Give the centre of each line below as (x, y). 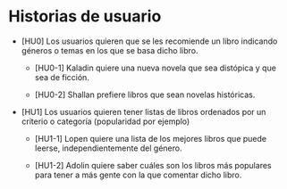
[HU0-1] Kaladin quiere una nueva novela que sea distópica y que (155, 68)
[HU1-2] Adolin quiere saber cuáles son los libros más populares (153, 165)
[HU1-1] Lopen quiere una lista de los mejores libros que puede (151, 138)
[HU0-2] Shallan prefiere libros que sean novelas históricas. (145, 94)
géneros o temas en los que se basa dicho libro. (110, 50)
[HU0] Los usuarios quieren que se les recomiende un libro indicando (149, 41)
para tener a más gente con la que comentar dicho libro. (138, 175)
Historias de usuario (85, 16)
